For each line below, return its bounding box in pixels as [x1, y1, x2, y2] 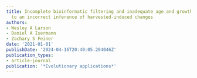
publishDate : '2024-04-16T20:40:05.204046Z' [6, 47, 117, 53]
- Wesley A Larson [6, 25, 51, 31]
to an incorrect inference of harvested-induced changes [11, 14, 154, 20]
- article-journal [6, 57, 51, 63]
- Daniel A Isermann [6, 30, 57, 36]
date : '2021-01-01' [6, 42, 54, 48]
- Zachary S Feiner [6, 36, 54, 42]
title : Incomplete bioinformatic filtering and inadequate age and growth [6, 8, 193, 15]
